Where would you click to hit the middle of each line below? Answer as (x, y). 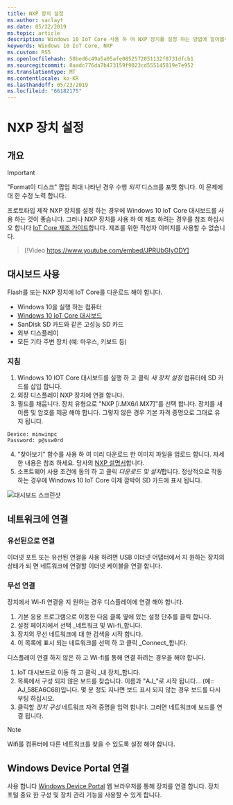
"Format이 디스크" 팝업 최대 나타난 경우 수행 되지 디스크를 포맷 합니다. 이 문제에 (115, 187)
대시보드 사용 (34, 274)
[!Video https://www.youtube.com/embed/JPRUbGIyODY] (106, 250)
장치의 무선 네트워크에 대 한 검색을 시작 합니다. (80, 634)
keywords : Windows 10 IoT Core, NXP (60, 46)
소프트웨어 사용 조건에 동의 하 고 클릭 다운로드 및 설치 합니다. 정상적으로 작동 (120, 472)
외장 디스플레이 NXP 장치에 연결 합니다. (71, 395)
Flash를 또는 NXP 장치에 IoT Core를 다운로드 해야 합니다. (85, 292)
